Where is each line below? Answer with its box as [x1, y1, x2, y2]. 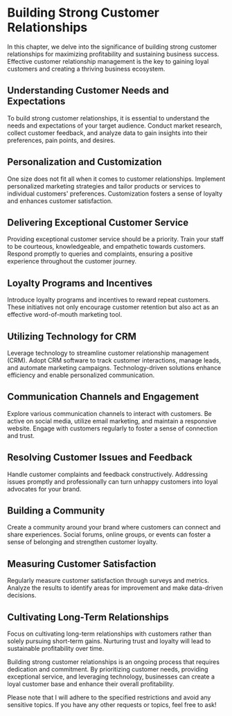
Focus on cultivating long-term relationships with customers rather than [7, 629, 212, 638]
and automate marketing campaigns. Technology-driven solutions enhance [7, 364, 222, 372]
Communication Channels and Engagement [7, 391, 199, 403]
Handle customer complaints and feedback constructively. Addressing [7, 470, 208, 478]
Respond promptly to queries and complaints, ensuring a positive [7, 250, 193, 258]
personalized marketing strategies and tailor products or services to [7, 182, 201, 190]
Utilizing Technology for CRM [7, 331, 137, 342]
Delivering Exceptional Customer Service [7, 216, 189, 228]
